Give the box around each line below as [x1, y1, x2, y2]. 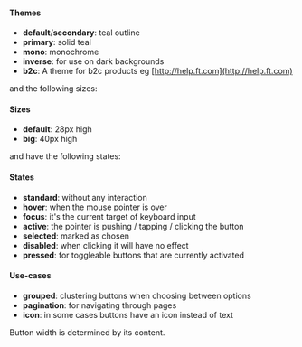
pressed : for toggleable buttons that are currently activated [22, 249, 244, 260]
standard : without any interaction [22, 192, 147, 202]
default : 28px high [22, 124, 92, 135]
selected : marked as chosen [22, 230, 129, 241]
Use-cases [9, 270, 52, 281]
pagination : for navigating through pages [22, 299, 177, 311]
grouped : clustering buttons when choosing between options [22, 290, 251, 301]
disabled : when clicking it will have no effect [22, 239, 189, 250]
